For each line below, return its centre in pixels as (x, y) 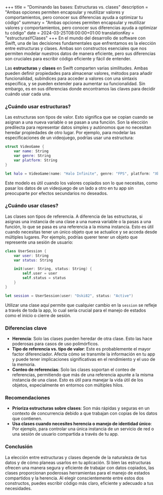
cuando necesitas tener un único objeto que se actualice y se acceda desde (81, 232)
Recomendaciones (27, 397)
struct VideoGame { (25, 147)
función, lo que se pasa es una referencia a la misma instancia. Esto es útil (79, 227)
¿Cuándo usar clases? (32, 206)
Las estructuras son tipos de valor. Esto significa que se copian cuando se (79, 117)
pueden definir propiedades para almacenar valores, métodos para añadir (79, 73)
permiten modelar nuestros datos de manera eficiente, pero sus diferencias (81, 53)
